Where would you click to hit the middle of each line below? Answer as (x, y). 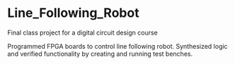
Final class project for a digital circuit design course (82, 32)
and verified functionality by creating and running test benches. (100, 54)
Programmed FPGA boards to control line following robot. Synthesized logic (117, 46)
